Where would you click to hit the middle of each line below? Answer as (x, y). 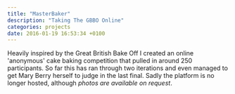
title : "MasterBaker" (39, 14)
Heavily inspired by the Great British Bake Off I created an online (101, 53)
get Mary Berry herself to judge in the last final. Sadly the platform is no (111, 76)
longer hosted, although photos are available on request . (90, 83)
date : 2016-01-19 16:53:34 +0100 (56, 33)
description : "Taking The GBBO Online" (66, 20)
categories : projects (39, 27)
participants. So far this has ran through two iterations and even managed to (118, 68)
